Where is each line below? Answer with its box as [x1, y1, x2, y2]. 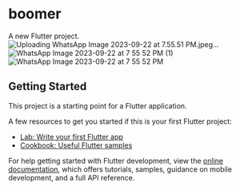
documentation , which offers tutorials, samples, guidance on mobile [8, 164, 232, 174]
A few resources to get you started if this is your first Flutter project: [8, 117, 232, 126]
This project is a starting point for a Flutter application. [8, 101, 187, 110]
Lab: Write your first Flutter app [19, 132, 124, 141]
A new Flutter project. [8, 31, 80, 41]
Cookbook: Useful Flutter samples [19, 141, 133, 150]
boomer [8, 5, 62, 23]
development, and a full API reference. [8, 172, 135, 182]
